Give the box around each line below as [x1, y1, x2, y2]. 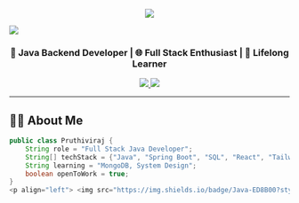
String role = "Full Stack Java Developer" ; [25, 144, 193, 153]
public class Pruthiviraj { [9, 137, 114, 145]
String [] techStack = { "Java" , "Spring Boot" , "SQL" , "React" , [25, 152, 265, 161]
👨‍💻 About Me [9, 113, 84, 128]
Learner [132, 58, 167, 70]
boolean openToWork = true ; [25, 169, 129, 178]
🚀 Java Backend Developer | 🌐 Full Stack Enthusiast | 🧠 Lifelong [10, 46, 289, 59]
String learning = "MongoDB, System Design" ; [25, 160, 198, 170]
